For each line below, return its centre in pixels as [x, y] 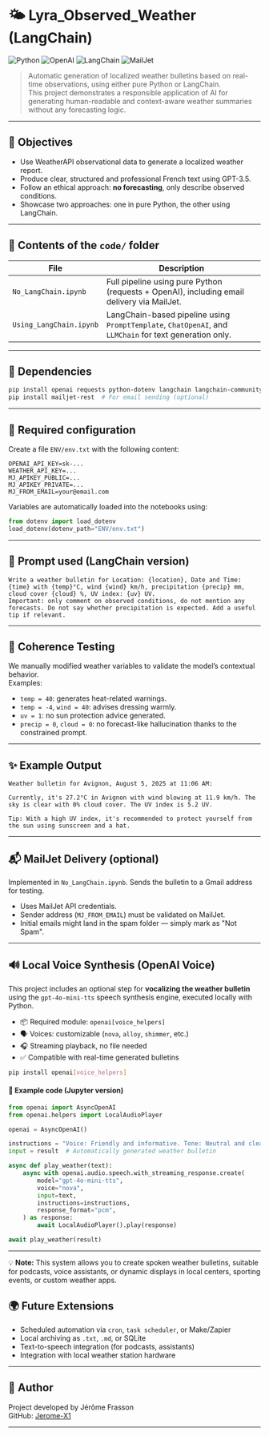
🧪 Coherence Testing [62, 647]
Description [182, 267]
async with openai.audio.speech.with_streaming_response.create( [134, 1173]
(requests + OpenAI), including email [175, 292]
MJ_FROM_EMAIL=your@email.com [59, 492]
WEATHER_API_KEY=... [43, 471]
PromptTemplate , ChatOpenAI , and [167, 324]
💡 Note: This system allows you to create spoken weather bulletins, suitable [133, 1262]
